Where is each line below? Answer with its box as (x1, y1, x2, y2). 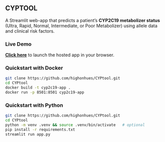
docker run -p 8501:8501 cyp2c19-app (5, 90, 85, 95)
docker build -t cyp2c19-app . (5, 85, 71, 90)
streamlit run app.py (5, 131, 51, 137)
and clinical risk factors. (5, 28, 55, 34)
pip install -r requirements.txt (5, 127, 75, 132)
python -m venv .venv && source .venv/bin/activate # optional (5, 122, 145, 127)
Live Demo (5, 40, 32, 47)
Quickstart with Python (5, 101, 63, 108)
